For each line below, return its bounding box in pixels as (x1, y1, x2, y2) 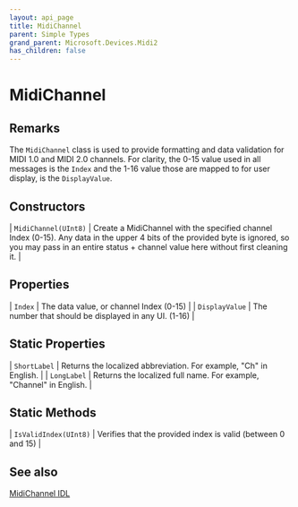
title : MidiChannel (9, 21, 82, 30)
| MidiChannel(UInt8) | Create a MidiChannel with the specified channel (9, 222, 273, 233)
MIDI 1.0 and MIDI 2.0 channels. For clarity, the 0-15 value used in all (9, 154, 261, 165)
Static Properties (9, 337, 106, 352)
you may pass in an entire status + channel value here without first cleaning (9, 241, 288, 252)
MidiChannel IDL (9, 488, 71, 499)
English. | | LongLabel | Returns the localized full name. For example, (9, 369, 260, 381)
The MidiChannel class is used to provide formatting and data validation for (9, 144, 285, 155)
